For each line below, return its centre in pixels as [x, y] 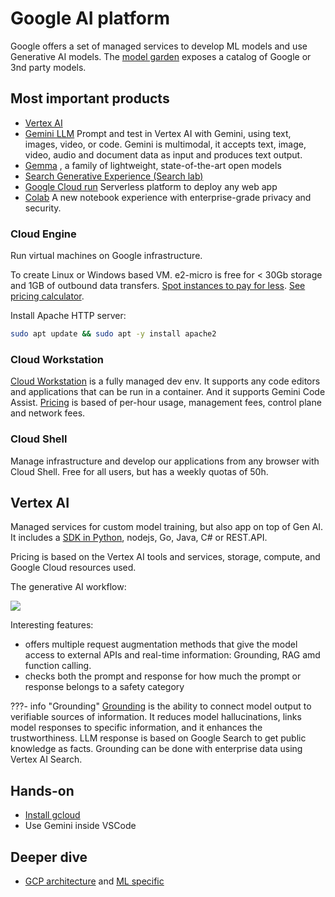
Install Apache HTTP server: [68, 316]
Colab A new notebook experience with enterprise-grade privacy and [168, 197]
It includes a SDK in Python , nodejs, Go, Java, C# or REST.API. [139, 538]
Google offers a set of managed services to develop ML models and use [159, 46]
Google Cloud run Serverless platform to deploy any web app [151, 186]
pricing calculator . [47, 296]
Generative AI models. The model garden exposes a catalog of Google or [161, 56]
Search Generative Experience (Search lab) [114, 176]
